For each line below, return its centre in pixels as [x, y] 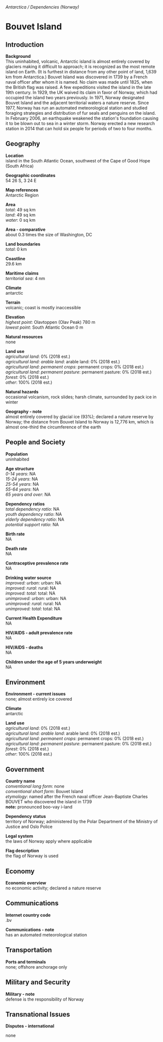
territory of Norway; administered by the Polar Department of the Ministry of [82, 822]
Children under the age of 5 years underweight [54, 662]
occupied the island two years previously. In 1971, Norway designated [75, 97]
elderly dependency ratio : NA [35, 519]
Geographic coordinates [31, 175]
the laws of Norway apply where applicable [49, 841]
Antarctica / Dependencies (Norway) [42, 7]
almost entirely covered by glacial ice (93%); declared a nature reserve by [80, 416]
